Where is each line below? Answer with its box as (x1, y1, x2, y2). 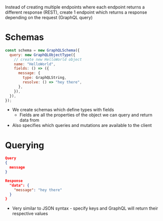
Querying (5, 140, 45, 151)
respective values (12, 211, 48, 217)
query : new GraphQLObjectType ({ (9, 52, 76, 57)
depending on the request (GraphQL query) (5, 15, 93, 20)
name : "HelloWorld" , (14, 61, 56, 67)
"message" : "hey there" (14, 187, 63, 193)
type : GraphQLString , (23, 75, 67, 80)
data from (19, 117, 40, 123)
